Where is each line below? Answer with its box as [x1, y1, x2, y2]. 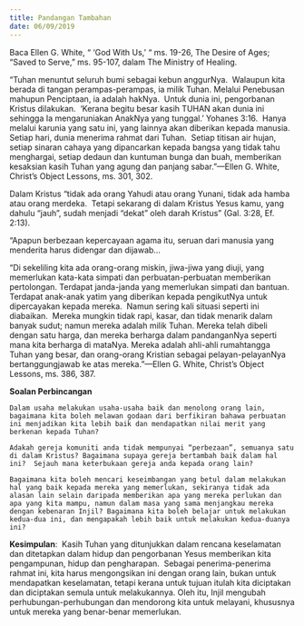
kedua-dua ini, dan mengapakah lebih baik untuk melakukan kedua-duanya [9, 514, 290, 523]
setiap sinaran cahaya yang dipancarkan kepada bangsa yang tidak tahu [9, 142, 280, 153]
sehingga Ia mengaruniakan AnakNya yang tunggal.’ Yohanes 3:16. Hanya [9, 113, 287, 124]
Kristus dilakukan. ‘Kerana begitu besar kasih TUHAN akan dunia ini [9, 103, 265, 114]
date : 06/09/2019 [9, 22, 75, 31]
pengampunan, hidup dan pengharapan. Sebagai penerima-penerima [9, 558, 271, 569]
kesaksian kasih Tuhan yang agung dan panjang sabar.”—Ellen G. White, [9, 161, 279, 172]
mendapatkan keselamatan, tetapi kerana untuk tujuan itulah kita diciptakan [9, 577, 292, 588]
